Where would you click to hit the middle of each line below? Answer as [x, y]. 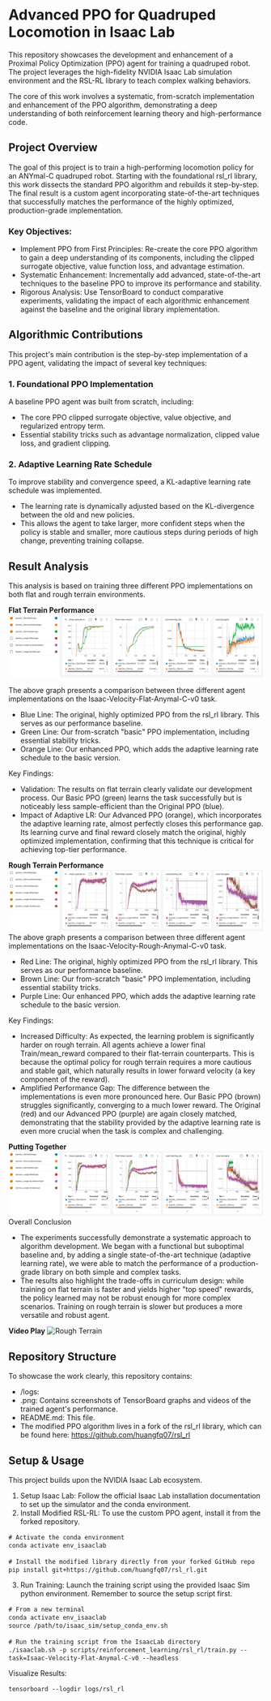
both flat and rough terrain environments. [77, 595]
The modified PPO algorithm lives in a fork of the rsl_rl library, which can [141, 1427]
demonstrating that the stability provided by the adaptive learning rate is [140, 1122]
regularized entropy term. [63, 426]
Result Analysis [49, 566]
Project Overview [53, 148]
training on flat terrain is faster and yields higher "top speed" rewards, [137, 1290]
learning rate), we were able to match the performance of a [119, 1264]
